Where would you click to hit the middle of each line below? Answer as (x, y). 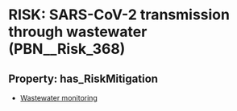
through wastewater (78, 32)
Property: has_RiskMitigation (83, 78)
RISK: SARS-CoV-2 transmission (119, 15)
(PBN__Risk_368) (67, 49)
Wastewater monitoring (59, 98)
